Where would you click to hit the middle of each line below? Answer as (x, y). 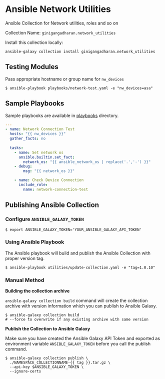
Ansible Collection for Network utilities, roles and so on (62, 23)
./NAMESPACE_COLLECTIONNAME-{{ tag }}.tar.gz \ (60, 363)
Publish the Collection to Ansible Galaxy (48, 329)
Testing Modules (32, 67)
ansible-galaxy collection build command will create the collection (76, 300)
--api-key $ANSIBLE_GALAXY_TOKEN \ (47, 367)
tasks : (16, 148)
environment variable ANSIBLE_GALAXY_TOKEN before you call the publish (78, 344)
